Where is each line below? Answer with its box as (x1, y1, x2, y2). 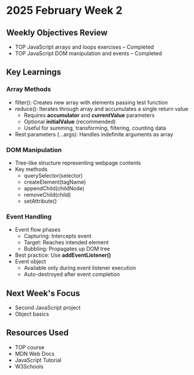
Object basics (14, 310, 49, 318)
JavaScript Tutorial (14, 356, 62, 364)
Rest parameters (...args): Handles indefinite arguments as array (14, 130, 174, 138)
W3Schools (14, 362, 44, 370)
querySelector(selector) (23, 172, 83, 179)
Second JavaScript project (14, 304, 81, 311)
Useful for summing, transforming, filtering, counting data (23, 124, 166, 131)
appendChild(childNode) (23, 184, 85, 192)
